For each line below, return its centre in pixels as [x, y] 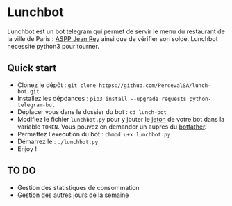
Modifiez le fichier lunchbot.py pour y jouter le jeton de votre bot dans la [121, 119]
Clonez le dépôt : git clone [56, 85]
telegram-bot [36, 105]
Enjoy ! [27, 149]
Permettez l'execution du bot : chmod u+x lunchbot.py [94, 134]
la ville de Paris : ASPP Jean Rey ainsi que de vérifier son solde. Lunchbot [113, 38]
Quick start [32, 68]
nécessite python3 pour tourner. [53, 46]
